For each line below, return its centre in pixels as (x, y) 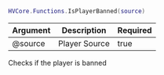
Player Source (84, 43)
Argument (31, 30)
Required (135, 30)
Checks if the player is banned (58, 62)
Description (84, 30)
